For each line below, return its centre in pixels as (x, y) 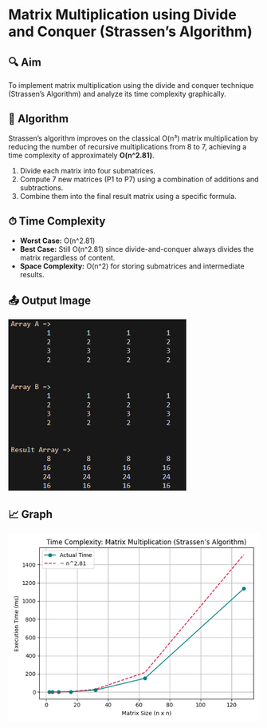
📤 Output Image (50, 301)
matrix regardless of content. (67, 257)
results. (32, 274)
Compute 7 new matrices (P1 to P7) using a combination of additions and (139, 179)
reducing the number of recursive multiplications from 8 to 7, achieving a (128, 146)
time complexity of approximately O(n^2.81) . (81, 155)
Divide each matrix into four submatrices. (88, 170)
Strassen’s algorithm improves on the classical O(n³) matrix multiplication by (133, 138)
